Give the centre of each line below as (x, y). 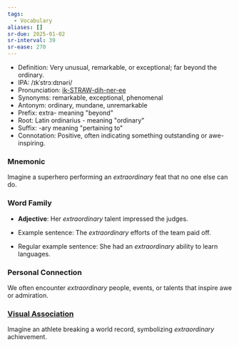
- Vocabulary (33, 21)
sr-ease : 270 (27, 47)
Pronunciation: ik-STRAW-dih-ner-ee (72, 90)
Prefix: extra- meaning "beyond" (66, 113)
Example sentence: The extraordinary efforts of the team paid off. (115, 232)
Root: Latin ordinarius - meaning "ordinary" (81, 120)
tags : (15, 14)
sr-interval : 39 (31, 41)
